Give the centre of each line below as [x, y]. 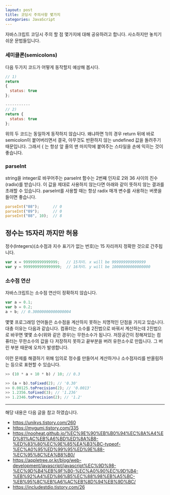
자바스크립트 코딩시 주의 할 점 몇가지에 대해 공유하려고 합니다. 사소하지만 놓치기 [83, 34]
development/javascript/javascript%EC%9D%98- [64, 466]
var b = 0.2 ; [19, 307]
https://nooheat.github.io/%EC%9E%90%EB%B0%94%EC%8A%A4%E [88, 433]
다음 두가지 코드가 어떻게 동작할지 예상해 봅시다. [53, 67]
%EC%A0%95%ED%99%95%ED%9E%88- [58, 449]
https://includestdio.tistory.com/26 [49, 487]
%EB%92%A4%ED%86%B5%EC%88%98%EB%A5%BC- [74, 476]
